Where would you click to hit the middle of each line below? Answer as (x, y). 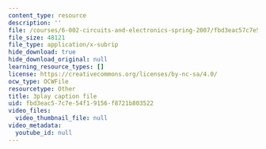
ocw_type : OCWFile (38, 81)
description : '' (35, 23)
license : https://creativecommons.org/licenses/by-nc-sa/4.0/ (113, 74)
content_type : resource (47, 15)
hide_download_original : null (58, 60)
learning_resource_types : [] (56, 67)
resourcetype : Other (42, 89)
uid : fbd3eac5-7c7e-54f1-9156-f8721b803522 (81, 103)
